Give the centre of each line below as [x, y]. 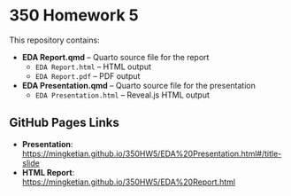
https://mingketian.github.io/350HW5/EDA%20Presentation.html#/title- [152, 153]
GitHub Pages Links [64, 123]
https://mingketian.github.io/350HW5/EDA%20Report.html [129, 182]
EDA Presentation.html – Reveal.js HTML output [123, 95]
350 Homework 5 [74, 16]
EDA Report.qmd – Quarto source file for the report [115, 57]
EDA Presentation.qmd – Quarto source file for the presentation [139, 85]
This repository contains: [54, 40]
